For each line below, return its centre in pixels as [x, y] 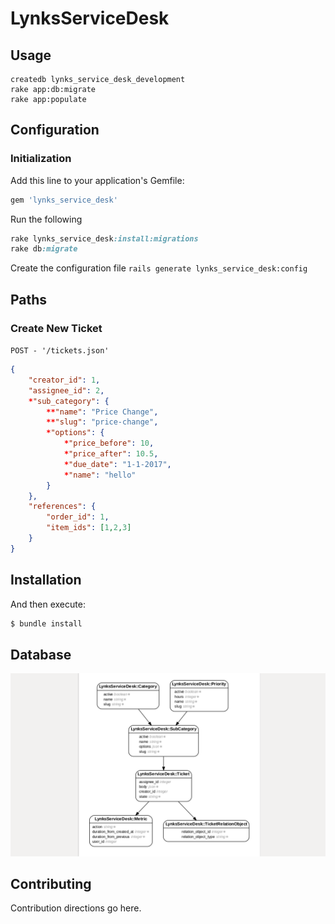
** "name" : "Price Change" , [102, 412]
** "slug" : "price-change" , [102, 422]
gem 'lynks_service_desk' [64, 200]
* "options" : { [75, 433]
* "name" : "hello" [100, 475]
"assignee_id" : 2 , [66, 390]
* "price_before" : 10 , [109, 443]
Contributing [51, 884]
